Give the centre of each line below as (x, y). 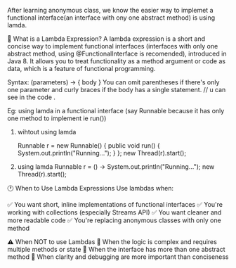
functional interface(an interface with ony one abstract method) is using (111, 18)
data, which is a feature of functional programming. (81, 69)
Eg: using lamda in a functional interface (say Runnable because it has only (116, 111)
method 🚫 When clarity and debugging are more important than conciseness (118, 257)
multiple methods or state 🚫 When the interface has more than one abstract (117, 249)
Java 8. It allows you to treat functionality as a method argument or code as (117, 61)
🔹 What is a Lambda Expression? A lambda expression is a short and (106, 39)
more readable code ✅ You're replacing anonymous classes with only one (114, 220)
